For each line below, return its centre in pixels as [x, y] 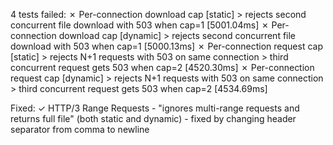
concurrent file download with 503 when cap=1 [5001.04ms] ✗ [140, 25]
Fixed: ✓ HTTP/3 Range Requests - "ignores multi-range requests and [155, 108]
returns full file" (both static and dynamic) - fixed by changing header [153, 118]
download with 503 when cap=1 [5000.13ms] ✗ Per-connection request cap [166, 46]
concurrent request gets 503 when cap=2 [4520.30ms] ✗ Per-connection [162, 67]
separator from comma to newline [80, 129]
